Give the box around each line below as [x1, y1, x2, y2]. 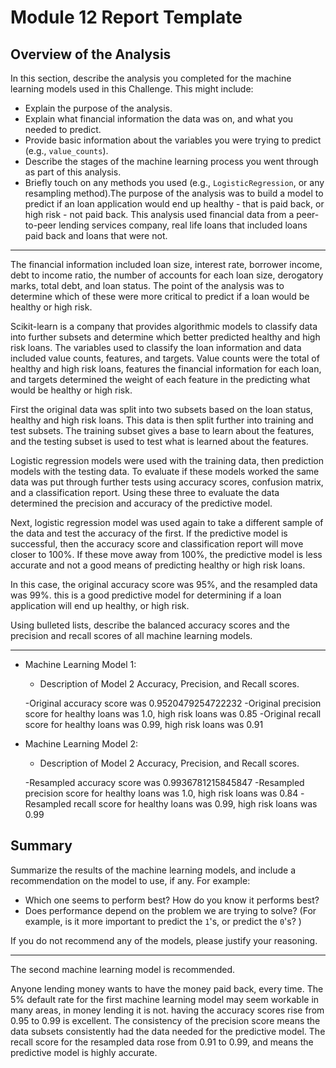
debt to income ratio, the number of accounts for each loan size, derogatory [10, 269, 324, 281]
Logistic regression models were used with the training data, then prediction [10, 455, 324, 466]
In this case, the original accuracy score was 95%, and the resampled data [10, 579, 318, 590]
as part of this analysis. [24, 166, 122, 178]
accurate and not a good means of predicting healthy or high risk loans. [10, 559, 306, 571]
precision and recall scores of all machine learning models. [10, 630, 253, 641]
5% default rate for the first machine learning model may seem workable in [10, 993, 320, 1005]
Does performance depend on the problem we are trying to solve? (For [24, 904, 317, 916]
